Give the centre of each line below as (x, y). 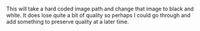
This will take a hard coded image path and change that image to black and (100, 9)
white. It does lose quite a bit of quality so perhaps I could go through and (98, 15)
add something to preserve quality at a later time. (68, 22)
